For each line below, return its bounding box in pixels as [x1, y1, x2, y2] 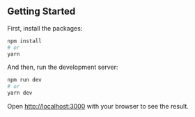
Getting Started [7, 6, 76, 17]
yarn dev [7, 90, 33, 97]
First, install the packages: [7, 24, 83, 32]
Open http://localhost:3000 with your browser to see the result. [7, 102, 189, 111]
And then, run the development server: [7, 63, 118, 72]
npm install [7, 38, 42, 45]
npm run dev [7, 77, 42, 84]
